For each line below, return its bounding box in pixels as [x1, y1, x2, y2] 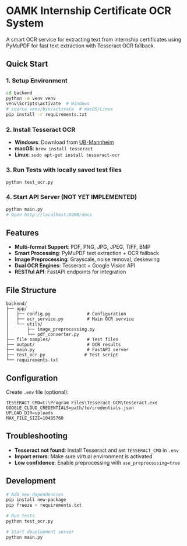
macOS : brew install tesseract [14, 145, 93, 152]
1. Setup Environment [6, 77, 68, 85]
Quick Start [6, 59, 48, 69]
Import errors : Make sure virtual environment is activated [14, 452, 153, 460]
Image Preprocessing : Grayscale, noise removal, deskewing [14, 256, 160, 263]
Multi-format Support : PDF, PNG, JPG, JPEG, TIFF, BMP [14, 243, 151, 250]
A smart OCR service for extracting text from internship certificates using [6, 36, 182, 43]
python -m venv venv [6, 95, 57, 101]
